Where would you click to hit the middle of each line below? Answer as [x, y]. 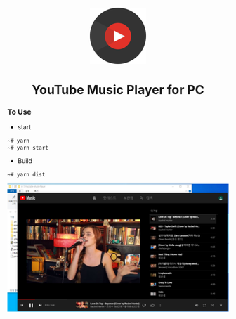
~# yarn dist [26, 175]
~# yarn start [28, 148]
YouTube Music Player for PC [118, 90]
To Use [19, 112]
